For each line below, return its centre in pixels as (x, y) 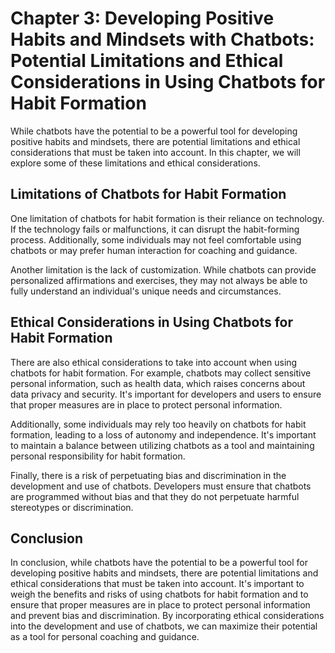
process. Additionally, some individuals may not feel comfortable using (156, 239)
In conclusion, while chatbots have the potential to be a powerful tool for (159, 563)
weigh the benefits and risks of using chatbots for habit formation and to (159, 594)
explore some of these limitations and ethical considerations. (135, 163)
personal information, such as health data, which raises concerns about (158, 383)
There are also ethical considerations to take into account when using (154, 362)
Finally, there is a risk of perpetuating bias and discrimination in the (148, 475)
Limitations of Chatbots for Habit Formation (148, 194)
